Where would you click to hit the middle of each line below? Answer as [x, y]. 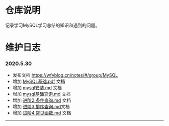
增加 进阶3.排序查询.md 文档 [41, 107]
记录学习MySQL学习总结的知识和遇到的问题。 [53, 25]
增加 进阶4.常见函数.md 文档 [42, 113]
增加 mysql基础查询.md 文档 [41, 94]
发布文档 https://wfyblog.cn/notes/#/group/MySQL [65, 75]
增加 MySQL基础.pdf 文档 [39, 82]
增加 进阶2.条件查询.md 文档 [42, 100]
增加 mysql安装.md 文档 [37, 88]
